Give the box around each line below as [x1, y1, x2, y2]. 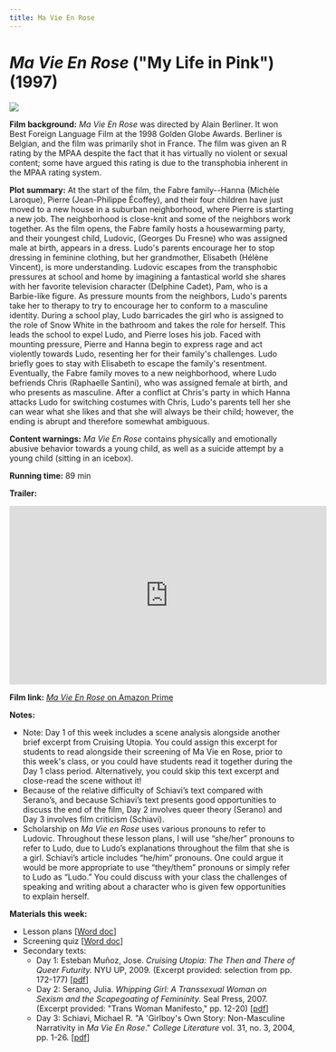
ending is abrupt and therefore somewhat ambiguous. [9, 415, 210, 426]
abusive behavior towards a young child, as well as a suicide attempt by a [9, 443, 283, 453]
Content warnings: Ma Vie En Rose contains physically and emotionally [9, 433, 278, 444]
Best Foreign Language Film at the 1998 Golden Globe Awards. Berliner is [9, 128, 283, 139]
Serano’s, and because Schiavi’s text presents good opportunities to [22, 794, 277, 805]
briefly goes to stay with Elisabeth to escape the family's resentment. [9, 357, 267, 368]
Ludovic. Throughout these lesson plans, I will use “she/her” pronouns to [22, 833, 295, 843]
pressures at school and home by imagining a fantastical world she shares [9, 271, 287, 282]
